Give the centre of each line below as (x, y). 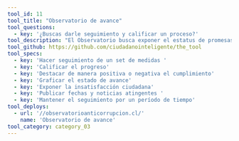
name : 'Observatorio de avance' (68, 120)
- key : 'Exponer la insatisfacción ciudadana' (84, 87)
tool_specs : (25, 54)
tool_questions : (31, 27)
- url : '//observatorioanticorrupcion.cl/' (79, 113)
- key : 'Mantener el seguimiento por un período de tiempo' (105, 100)
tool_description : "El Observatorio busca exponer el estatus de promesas (121, 41)
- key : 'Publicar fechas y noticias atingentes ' (89, 93)
